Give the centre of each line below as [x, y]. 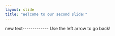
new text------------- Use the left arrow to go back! [58, 28]
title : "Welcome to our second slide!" [46, 14]
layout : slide [20, 10]
